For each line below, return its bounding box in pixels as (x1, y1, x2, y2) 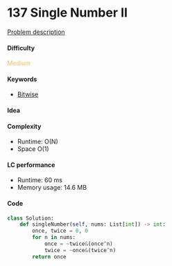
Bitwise (17, 90, 39, 98)
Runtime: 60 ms (17, 176, 62, 184)
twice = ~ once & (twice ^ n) (44, 247, 117, 254)
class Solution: (7, 215, 54, 222)
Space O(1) (17, 145, 50, 153)
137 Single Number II (7, 5, 128, 21)
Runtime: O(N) (17, 137, 59, 146)
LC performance (7, 161, 55, 169)
